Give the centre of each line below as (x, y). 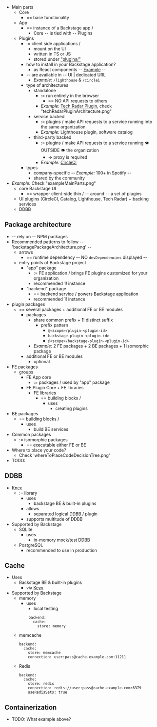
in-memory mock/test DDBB (62, 540)
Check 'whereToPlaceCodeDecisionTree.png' (64, 455)
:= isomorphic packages (43, 439)
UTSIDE (50, 150)
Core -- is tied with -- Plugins (63, 33)
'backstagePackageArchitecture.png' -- (52, 247)
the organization (83, 150)
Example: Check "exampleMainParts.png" (54, 183)
